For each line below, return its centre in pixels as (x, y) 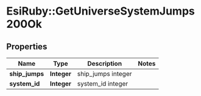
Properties (27, 46)
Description (105, 63)
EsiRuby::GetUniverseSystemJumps (100, 11)
